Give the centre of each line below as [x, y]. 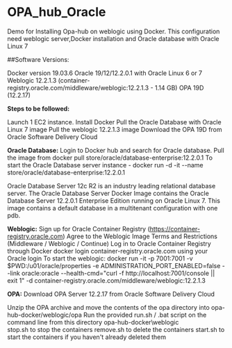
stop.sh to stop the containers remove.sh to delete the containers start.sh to [116, 329]
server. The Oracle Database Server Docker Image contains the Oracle [108, 193]
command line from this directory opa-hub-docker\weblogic [93, 322]
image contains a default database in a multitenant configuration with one [113, 208]
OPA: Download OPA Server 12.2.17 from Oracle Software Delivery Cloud [111, 294]
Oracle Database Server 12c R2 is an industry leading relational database [111, 185]
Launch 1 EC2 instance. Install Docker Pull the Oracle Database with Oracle [114, 122]
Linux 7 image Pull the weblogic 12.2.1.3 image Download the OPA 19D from [115, 129]
